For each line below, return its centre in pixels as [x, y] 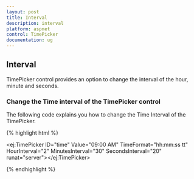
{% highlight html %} [33, 133]
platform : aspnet [28, 29]
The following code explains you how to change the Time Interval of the [96, 115]
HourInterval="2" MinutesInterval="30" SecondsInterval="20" [84, 151]
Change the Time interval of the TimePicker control [84, 101]
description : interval [35, 23]
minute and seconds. [33, 86]
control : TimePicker [33, 35]
